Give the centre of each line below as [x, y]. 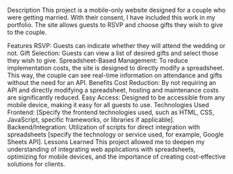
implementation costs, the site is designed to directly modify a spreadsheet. [116, 68]
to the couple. [27, 32]
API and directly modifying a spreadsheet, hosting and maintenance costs [113, 90]
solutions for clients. [36, 164]
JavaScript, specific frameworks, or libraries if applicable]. [91, 120]
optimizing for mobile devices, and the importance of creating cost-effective [116, 157]
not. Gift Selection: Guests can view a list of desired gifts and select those [113, 53]
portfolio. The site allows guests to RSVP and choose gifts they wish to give [115, 25]
